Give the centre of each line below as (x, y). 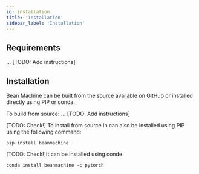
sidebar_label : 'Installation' (46, 23)
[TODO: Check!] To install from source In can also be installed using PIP (96, 125)
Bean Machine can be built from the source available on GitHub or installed (100, 95)
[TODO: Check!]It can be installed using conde (64, 154)
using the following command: (44, 132)
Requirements (33, 47)
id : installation (28, 12)
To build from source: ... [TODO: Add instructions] (68, 114)
